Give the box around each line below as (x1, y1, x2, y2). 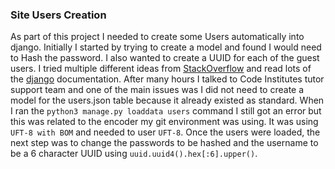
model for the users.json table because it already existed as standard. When (10, 94, 325, 107)
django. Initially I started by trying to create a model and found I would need (10, 41, 322, 53)
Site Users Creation (10, 8, 107, 22)
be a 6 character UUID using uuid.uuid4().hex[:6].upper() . (10, 148, 258, 160)
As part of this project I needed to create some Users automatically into (10, 31, 305, 43)
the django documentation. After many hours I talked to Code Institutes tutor (10, 73, 325, 85)
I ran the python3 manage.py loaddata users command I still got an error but (10, 105, 322, 117)
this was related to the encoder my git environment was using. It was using (10, 116, 319, 128)
